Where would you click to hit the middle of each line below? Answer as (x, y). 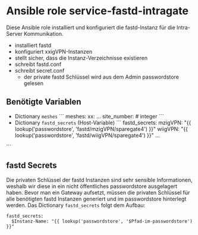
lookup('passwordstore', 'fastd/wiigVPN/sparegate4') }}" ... (87, 135)
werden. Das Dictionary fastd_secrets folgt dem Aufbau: (76, 205)
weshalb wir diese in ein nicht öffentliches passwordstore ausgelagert (92, 186)
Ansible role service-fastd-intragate (98, 11)
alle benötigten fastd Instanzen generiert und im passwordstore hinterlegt (96, 199)
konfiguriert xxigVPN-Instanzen (54, 51)
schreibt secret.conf (40, 70)
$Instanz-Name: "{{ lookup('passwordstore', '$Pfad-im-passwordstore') (102, 221)
